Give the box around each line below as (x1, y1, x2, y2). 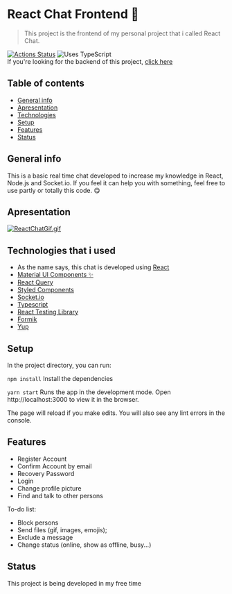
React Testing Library (17, 308, 78, 316)
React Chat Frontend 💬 (7, 6, 139, 22)
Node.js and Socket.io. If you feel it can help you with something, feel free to (7, 178, 226, 187)
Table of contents (7, 78, 84, 90)
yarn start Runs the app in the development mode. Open (7, 388, 171, 396)
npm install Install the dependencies (7, 375, 113, 382)
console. (7, 416, 33, 424)
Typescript (17, 300, 48, 309)
